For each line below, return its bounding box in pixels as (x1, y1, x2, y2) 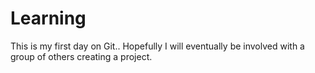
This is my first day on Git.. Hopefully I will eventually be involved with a (10, 40, 305, 52)
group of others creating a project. (10, 50, 153, 62)
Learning (10, 7, 87, 30)
